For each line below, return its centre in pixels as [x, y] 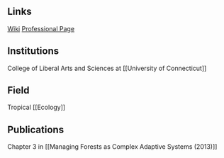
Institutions [33, 51]
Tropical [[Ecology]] [37, 107]
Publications [36, 129]
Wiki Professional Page [41, 28]
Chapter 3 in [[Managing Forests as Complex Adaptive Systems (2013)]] [112, 147]
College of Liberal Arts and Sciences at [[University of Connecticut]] [107, 68]
